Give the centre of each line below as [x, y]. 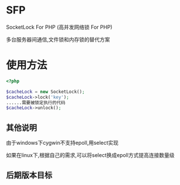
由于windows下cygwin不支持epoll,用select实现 [62, 143]
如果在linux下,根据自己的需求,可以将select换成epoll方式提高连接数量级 [90, 155]
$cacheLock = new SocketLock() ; [45, 92]
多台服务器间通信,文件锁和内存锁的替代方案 [58, 39]
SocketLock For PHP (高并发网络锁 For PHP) [59, 27]
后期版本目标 [29, 175]
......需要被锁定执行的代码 [36, 103]
